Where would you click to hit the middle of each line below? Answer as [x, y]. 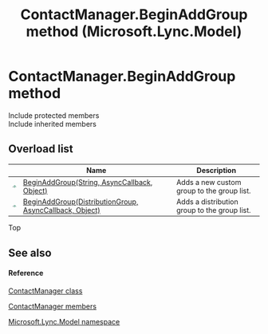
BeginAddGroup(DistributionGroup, [81, 202]
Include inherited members [53, 124]
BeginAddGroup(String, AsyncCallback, [88, 182]
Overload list [41, 149]
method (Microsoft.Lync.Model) [134, 31]
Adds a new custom [209, 182]
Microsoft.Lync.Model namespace [64, 321]
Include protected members [54, 115]
